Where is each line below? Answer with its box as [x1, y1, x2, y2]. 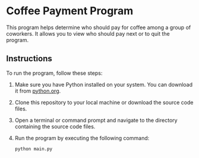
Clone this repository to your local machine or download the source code [14, 99, 194, 106]
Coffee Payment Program [6, 4, 134, 18]
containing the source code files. [14, 123, 96, 130]
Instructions [6, 53, 52, 64]
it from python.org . [14, 87, 61, 94]
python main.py [14, 146, 53, 152]
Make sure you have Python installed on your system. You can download [14, 81, 193, 88]
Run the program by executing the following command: [14, 134, 150, 141]
